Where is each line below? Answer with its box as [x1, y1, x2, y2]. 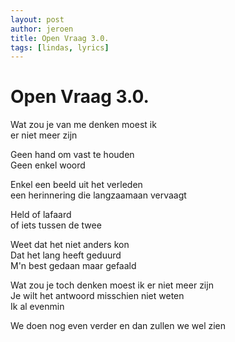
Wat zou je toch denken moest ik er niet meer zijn [10, 279, 214, 291]
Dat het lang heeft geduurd [10, 249, 122, 261]
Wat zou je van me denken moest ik [10, 119, 157, 131]
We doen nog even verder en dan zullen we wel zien [10, 320, 227, 332]
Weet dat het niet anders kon [10, 239, 130, 251]
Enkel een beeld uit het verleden [10, 179, 143, 191]
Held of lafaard [10, 209, 72, 221]
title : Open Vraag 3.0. [10, 33, 110, 43]
